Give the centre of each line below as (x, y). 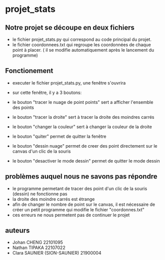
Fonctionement (29, 71)
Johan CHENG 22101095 (38, 243)
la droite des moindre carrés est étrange (53, 199)
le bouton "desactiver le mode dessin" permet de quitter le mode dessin (86, 161)
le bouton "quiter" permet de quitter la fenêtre (59, 136)
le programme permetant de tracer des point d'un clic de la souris (80, 188)
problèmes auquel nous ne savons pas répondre (81, 177)
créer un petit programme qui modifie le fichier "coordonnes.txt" (78, 209)
